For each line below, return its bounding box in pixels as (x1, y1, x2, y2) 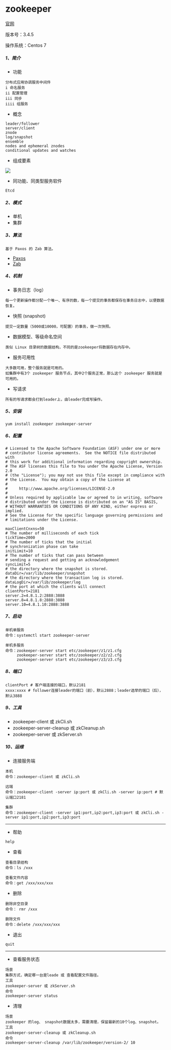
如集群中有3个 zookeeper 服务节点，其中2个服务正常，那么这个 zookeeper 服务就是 (5, 370, 162, 376)
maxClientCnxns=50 (5, 526, 44, 531)
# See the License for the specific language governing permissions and (5, 513, 163, 518)
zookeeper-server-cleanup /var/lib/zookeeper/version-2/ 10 (5, 1040, 136, 1045)
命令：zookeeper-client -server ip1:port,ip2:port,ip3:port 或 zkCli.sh (5, 810, 160, 815)
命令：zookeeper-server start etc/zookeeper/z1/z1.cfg (5, 648, 122, 653)
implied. (5, 508, 24, 514)
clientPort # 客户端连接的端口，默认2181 (5, 682, 86, 688)
